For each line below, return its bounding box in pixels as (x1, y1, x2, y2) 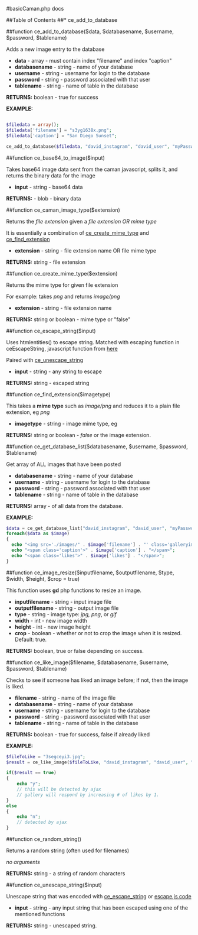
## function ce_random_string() (6, 836, 81, 842)
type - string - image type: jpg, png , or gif (14, 610, 117, 617)
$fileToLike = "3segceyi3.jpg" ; (6, 753, 85, 759)
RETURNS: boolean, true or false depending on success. (6, 647, 144, 654)
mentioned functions (14, 911, 65, 917)
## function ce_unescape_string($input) (6, 881, 102, 888)
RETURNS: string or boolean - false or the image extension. (6, 431, 151, 438)
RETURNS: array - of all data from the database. (6, 502, 124, 509)
